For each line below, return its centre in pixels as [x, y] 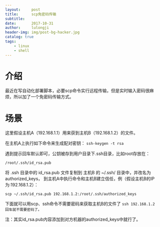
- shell [22, 50]
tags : [11, 42]
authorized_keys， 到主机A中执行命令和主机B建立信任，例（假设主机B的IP [80, 179]
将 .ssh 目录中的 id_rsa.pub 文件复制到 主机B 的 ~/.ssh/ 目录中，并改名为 [78, 173]
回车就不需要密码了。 [23, 210]
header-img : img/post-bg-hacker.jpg [42, 32]
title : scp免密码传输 [31, 14]
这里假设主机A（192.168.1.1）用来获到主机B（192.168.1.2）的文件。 [71, 133]
